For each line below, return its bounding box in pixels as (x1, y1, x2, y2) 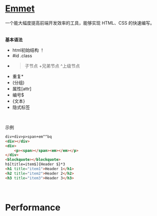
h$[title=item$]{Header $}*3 (5, 162, 65, 167)
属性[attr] (12, 86, 32, 91)
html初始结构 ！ (12, 47, 45, 53)
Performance (5, 202, 61, 213)
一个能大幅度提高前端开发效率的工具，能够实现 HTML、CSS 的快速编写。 (5, 20, 155, 26)
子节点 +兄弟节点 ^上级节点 (24, 63, 80, 69)
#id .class (12, 52, 32, 58)
